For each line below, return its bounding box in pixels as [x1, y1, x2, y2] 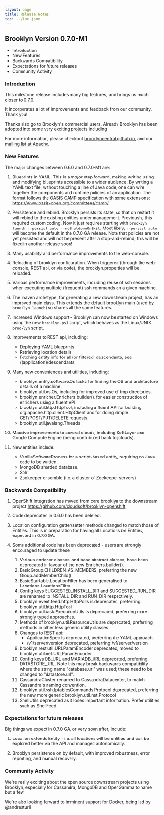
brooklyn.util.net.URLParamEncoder [19, 651, 92, 657]
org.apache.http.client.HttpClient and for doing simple [19, 409, 129, 415]
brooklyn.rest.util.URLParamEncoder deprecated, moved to [19, 645, 139, 651]
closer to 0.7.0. [5, 97, 35, 103]
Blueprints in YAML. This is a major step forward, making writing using [12, 174, 154, 179]
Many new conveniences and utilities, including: [12, 369, 109, 375]
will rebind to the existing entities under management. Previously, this [12, 214, 153, 221]
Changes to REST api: [19, 630, 64, 636]
